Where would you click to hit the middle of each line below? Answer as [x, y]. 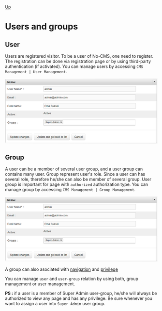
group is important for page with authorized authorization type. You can [77, 184]
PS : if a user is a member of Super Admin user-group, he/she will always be [81, 294]
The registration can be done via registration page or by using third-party [78, 61]
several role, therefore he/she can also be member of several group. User [78, 180]
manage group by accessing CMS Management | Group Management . [70, 190]
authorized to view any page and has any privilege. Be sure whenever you [79, 298]
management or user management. [40, 284]
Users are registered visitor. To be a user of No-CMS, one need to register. [79, 56]
